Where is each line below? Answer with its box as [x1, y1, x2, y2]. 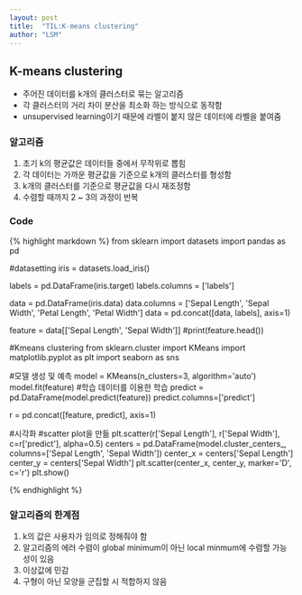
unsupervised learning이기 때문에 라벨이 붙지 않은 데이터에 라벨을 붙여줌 [22, 111, 282, 122]
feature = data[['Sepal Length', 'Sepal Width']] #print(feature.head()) [9, 324, 264, 335]
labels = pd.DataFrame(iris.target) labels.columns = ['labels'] [9, 280, 234, 291]
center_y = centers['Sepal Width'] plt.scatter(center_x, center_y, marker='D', [9, 457, 292, 468]
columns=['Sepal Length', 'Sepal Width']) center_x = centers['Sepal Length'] [9, 448, 294, 459]
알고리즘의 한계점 [9, 508, 80, 521]
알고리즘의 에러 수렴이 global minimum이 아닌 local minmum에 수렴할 [22, 543, 270, 553]
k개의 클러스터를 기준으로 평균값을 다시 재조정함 [22, 181, 191, 191]
